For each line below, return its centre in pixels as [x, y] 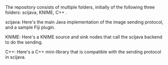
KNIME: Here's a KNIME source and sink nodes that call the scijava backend [84, 37]
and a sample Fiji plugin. [30, 27]
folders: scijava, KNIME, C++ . [36, 12]
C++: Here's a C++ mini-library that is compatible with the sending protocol [83, 52]
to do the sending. [24, 42]
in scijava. [16, 57]
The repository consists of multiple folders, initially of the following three [80, 7]
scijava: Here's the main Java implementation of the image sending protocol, [84, 22]
